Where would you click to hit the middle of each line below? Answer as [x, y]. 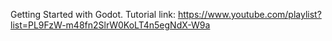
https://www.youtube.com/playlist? [249, 14]
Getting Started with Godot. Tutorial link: [93, 14]
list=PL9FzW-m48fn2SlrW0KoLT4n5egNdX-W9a [110, 25]
